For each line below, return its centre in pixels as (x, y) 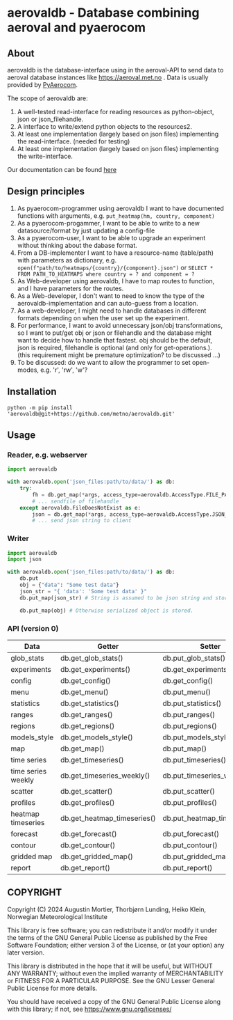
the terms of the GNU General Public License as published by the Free (107, 937)
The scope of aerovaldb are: (48, 98)
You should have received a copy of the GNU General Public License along (114, 1001)
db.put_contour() (190, 845)
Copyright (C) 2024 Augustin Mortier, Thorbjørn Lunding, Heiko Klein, (107, 909)
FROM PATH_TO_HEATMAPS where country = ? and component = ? (106, 274)
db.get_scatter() (86, 791)
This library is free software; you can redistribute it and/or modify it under (112, 930)
